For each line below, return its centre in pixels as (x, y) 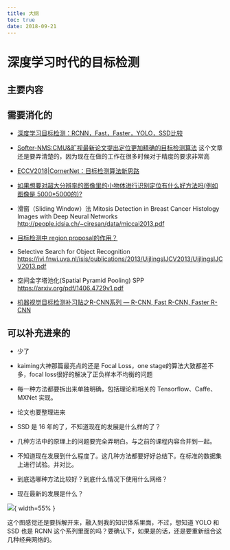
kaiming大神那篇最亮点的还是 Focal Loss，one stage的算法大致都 (110, 365)
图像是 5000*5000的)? (49, 194)
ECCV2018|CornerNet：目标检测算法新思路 (78, 171)
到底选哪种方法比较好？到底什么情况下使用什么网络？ (92, 479)
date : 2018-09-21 (32, 26)
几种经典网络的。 (31, 539)
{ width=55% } (35, 508)
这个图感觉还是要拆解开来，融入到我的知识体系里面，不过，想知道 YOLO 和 (113, 522)
